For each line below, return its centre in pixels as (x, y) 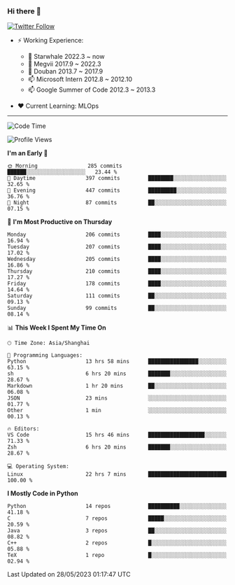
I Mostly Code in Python (43, 493)
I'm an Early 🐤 (28, 153)
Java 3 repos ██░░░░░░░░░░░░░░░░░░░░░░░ (117, 531)
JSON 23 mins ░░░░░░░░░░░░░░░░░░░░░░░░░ (117, 398)
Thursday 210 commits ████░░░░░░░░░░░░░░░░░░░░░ (117, 272)
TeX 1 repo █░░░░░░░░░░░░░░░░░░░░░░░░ (117, 556)
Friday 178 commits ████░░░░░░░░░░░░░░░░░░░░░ (117, 284)
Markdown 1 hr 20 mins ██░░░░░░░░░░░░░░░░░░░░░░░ (117, 386)
